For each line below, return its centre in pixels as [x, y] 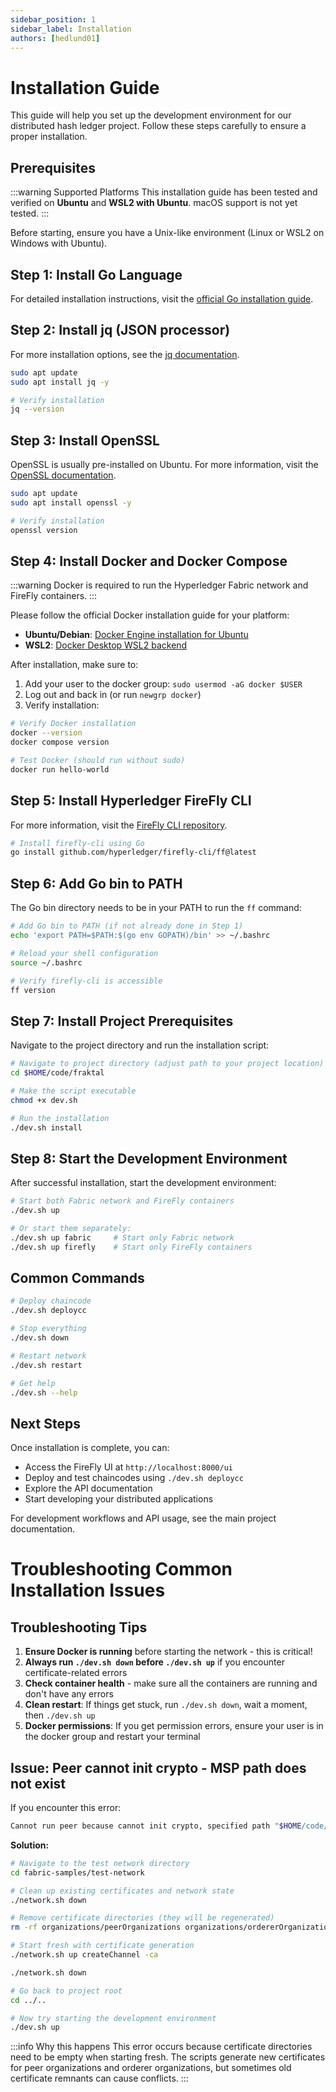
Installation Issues [88, 1590]
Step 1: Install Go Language [96, 274]
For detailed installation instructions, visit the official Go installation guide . [162, 298]
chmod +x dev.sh [44, 1100]
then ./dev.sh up [60, 1715]
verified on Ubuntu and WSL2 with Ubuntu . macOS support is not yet [154, 203]
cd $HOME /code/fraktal [57, 1073]
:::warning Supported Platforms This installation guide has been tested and [164, 192]
